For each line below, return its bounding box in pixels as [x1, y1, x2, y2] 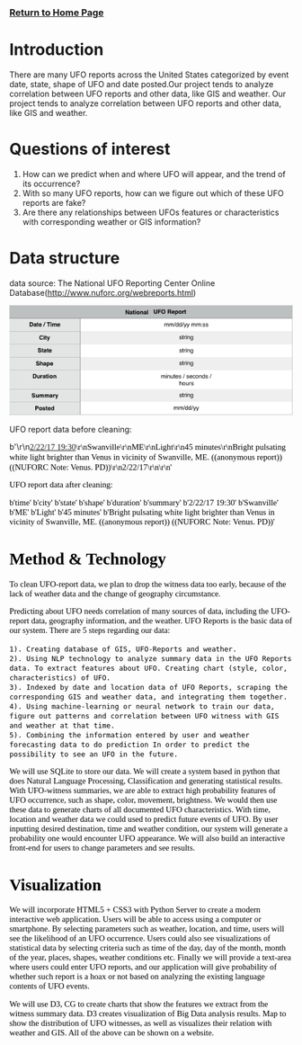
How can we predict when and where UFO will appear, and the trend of [22, 168, 286, 179]
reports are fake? [22, 197, 86, 208]
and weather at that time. [9, 721, 115, 730]
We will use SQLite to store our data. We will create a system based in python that [9, 766, 280, 776]
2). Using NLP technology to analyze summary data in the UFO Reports [9, 654, 292, 664]
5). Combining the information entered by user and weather [9, 730, 250, 740]
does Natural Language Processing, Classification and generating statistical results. [9, 775, 283, 786]
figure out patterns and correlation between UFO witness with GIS [9, 711, 280, 721]
